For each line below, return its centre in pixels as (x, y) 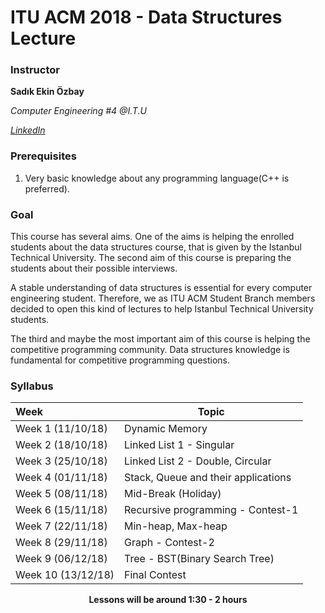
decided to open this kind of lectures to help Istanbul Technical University (162, 309)
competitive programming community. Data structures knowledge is (150, 350)
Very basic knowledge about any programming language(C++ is (157, 178)
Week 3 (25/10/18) (61, 461)
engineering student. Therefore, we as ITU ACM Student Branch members (163, 298)
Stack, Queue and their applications (208, 478)
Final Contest (155, 575)
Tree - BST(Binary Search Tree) (199, 559)
